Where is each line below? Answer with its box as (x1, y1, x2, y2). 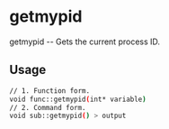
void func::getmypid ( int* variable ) (9, 95, 147, 104)
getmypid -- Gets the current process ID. (9, 36, 160, 47)
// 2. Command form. (9, 103, 87, 112)
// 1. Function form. (9, 86, 91, 96)
